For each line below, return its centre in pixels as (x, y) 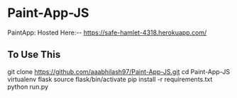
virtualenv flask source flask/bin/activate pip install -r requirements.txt (110, 79)
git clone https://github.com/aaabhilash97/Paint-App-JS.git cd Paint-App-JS (119, 71)
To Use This (34, 55)
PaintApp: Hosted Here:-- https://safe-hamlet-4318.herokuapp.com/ (107, 32)
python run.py (28, 87)
